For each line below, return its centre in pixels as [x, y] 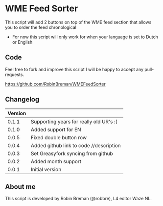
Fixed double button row [59, 137]
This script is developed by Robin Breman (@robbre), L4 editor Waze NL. [78, 199]
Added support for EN [56, 129]
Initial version [46, 169]
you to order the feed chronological [41, 27]
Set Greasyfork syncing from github [72, 154]
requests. [15, 75]
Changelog [22, 99]
